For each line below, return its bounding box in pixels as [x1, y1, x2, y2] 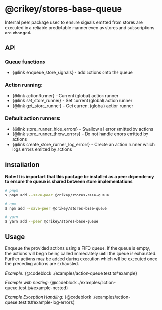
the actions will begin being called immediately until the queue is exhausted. [5, 251, 157, 257]
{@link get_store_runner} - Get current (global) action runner [12, 103, 133, 109]
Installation [5, 161, 40, 169]
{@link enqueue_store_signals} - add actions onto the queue [12, 69, 133, 75]
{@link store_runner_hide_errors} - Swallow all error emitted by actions [12, 126, 154, 132]
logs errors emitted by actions [12, 147, 72, 152]
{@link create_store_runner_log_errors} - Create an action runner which [12, 142, 155, 147]
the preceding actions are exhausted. [5, 261, 79, 267]
